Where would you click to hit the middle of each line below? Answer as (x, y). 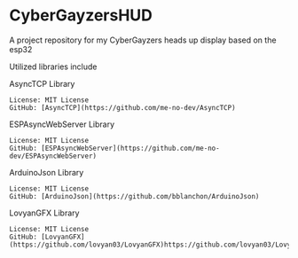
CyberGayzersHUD (81, 16)
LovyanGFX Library (44, 213)
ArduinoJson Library (47, 172)
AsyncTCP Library (42, 83)
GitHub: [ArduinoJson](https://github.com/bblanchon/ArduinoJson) (134, 196)
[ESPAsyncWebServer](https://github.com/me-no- (130, 148)
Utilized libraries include (53, 66)
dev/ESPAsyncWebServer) (53, 156)
